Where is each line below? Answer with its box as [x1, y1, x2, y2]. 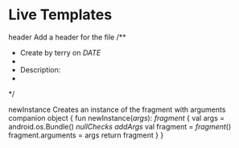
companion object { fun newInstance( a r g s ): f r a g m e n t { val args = [8, 113, 225, 122]
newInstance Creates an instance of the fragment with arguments [8, 105, 226, 114]
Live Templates [8, 6, 113, 24]
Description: [19, 64, 61, 74]
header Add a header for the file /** [8, 32, 126, 42]
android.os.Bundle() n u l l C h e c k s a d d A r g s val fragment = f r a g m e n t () [8, 121, 232, 131]
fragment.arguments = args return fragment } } [8, 130, 164, 140]
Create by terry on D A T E [19, 47, 101, 57]
